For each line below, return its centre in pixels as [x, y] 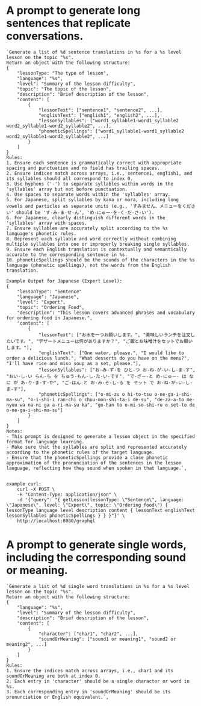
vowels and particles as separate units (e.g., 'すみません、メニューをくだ [99, 206]
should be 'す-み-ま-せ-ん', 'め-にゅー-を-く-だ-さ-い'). [85, 212]
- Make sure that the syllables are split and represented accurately [97, 447]
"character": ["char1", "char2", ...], [88, 634]
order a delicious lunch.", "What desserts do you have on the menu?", [98, 358]
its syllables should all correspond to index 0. [70, 178]
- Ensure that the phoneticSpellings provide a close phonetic [87, 458]
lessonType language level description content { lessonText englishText [101, 510]
